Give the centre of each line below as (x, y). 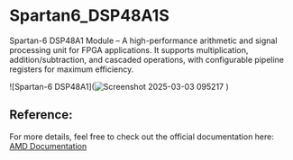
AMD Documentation (48, 146)
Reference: (41, 115)
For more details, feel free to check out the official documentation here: (142, 137)
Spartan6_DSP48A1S (89, 16)
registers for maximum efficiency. (72, 69)
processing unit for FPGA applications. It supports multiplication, (129, 49)
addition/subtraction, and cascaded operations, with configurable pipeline (147, 59)
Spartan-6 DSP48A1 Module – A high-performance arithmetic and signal (143, 40)
